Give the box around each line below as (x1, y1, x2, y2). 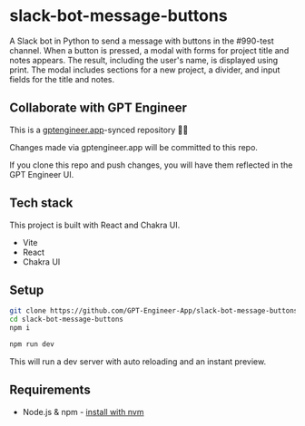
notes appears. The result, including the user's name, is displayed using (9, 54, 279, 65)
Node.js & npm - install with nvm (22, 406, 144, 417)
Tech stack (9, 196, 74, 211)
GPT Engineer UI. (9, 169, 74, 179)
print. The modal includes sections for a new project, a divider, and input (9, 64, 280, 75)
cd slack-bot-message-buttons (9, 315, 124, 324)
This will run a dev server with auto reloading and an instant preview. (9, 355, 266, 367)
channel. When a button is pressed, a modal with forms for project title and (9, 44, 290, 55)
